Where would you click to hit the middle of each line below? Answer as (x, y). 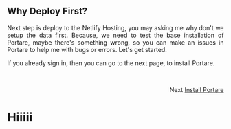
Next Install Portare (197, 89)
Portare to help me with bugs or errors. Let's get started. (87, 49)
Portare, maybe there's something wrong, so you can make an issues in (115, 42)
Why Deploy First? (47, 11)
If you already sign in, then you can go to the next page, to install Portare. (111, 63)
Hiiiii (20, 117)
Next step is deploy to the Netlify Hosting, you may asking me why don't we (115, 27)
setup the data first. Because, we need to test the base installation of (115, 35)
